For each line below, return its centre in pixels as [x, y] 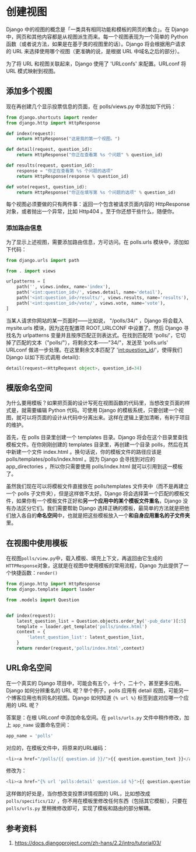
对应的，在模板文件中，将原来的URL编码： [57, 748]
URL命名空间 [29, 668]
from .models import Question [43, 600]
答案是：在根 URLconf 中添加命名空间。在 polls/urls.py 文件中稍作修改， [95, 718]
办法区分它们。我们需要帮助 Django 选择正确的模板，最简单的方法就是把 [98, 508]
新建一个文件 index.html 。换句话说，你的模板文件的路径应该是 [86, 452]
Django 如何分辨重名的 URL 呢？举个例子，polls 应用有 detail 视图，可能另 [95, 690]
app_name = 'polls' [30, 736]
